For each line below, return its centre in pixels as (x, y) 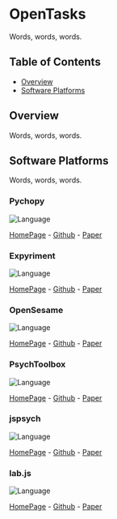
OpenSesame (36, 310)
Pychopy (27, 201)
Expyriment (32, 255)
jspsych (25, 418)
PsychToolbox (38, 364)
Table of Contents (55, 62)
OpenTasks (48, 14)
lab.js (20, 473)
